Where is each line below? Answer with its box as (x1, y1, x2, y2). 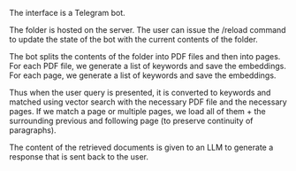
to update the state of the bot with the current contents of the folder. (9, 35, 258, 44)
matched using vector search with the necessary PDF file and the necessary (9, 97, 287, 107)
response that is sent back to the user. (9, 152, 148, 162)
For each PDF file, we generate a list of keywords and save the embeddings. (9, 61, 287, 71)
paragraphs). (9, 125, 57, 136)
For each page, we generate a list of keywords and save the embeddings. (9, 70, 277, 81)
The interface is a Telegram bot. (9, 8, 125, 18)
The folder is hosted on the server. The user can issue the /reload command (9, 25, 286, 35)
